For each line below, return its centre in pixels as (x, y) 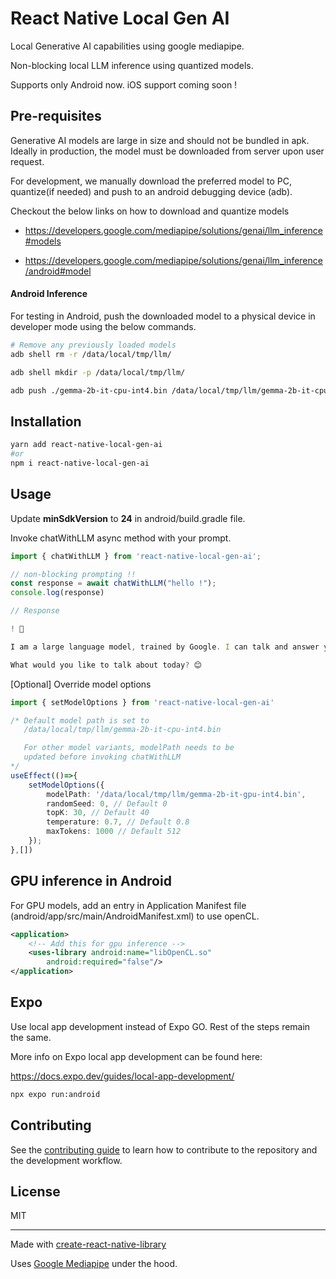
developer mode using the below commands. (103, 326)
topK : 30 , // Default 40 (98, 813)
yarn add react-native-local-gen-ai (86, 445)
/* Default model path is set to (80, 720)
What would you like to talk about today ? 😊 (106, 665)
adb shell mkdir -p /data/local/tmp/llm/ (98, 372)
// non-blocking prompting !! (73, 574)
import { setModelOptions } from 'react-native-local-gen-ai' (142, 702)
